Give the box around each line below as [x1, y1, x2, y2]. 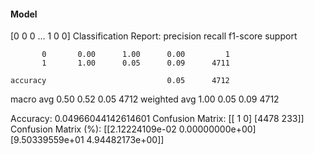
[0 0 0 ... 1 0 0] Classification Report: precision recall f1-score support [10, 30, 298, 42]
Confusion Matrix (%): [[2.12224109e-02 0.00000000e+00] [10, 123, 257, 135]
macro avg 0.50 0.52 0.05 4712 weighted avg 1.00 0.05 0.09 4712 [10, 93, 280, 105]
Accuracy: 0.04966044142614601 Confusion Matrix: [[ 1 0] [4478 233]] [10, 113, 305, 125]
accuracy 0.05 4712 [10, 76, 230, 86]
